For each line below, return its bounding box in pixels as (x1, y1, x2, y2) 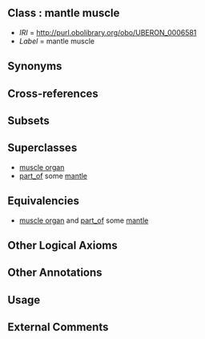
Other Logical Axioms (7, 239, 118, 252)
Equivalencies (7, 194, 79, 208)
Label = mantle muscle (18, 36, 95, 46)
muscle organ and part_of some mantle (18, 216, 149, 225)
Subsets (7, 114, 50, 127)
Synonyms (7, 59, 62, 73)
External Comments (7, 321, 109, 334)
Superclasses (7, 141, 78, 155)
